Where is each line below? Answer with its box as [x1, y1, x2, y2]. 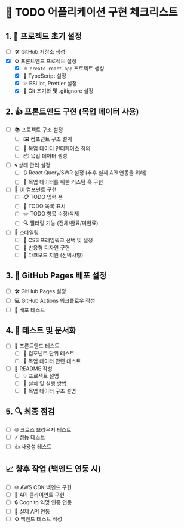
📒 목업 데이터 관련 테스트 [23, 357, 81, 364]
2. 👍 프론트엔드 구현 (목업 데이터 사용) [5, 106, 139, 116]
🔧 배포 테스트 [14, 306, 45, 314]
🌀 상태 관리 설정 [14, 162, 51, 169]
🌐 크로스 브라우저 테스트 [14, 426, 72, 433]
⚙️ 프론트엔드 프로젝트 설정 [14, 57, 77, 65]
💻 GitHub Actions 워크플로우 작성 [14, 297, 96, 304]
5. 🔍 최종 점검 [5, 407, 55, 417]
